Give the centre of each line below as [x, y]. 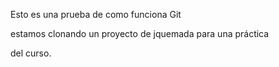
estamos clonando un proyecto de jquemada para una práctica [140, 33]
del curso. [31, 53]
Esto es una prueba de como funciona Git [96, 14]
